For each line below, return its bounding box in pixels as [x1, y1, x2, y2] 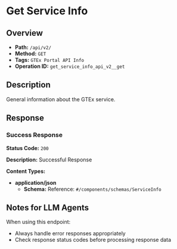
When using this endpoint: [6, 219, 71, 226]
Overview [6, 28, 44, 38]
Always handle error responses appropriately [14, 230, 126, 237]
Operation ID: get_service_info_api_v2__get [14, 63, 125, 70]
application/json [14, 179, 57, 186]
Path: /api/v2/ [14, 43, 52, 51]
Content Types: [6, 167, 46, 175]
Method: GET [14, 50, 46, 57]
